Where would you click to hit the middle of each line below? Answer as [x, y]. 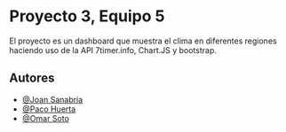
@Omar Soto [45, 118]
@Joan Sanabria [52, 99]
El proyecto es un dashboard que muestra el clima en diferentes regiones [143, 41]
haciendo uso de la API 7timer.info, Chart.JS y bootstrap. [113, 50]
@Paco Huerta [49, 109]
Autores [32, 78]
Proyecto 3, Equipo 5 [87, 16]
